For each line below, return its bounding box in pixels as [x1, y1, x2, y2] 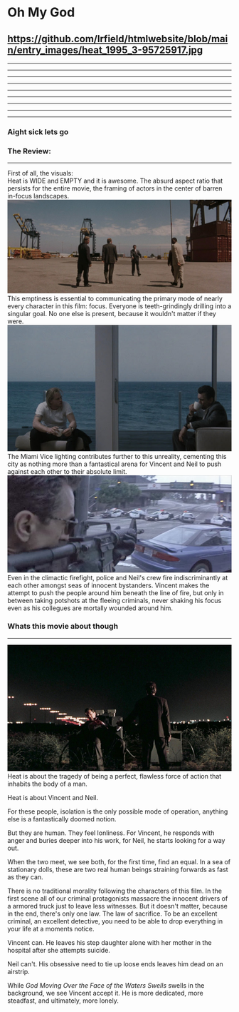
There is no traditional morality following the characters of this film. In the [7, 886, 223, 895]
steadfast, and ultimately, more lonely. [7, 996, 119, 1005]
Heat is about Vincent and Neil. [7, 793, 98, 801]
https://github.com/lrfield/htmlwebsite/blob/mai [7, 33, 228, 45]
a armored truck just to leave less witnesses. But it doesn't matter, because [7, 901, 228, 910]
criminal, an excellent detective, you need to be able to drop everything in [7, 916, 223, 925]
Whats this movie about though [7, 622, 119, 632]
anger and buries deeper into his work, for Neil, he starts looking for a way [7, 836, 225, 844]
